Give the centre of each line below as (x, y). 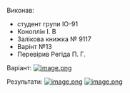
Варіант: (19, 68)
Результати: (25, 82)
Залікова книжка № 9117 (54, 39)
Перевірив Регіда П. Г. (51, 54)
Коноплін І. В (36, 32)
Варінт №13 (35, 46)
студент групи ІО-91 (47, 24)
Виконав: (21, 10)
